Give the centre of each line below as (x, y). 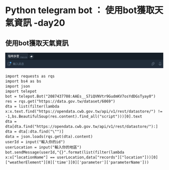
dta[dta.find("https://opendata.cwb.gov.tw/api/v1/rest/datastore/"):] (81, 126)
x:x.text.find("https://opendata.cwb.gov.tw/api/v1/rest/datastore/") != (84, 111)
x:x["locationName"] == (30, 157)
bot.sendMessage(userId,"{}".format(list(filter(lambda (65, 152)
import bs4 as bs (23, 81)
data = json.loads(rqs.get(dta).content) (49, 136)
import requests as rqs (30, 76)
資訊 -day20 (40, 23)
